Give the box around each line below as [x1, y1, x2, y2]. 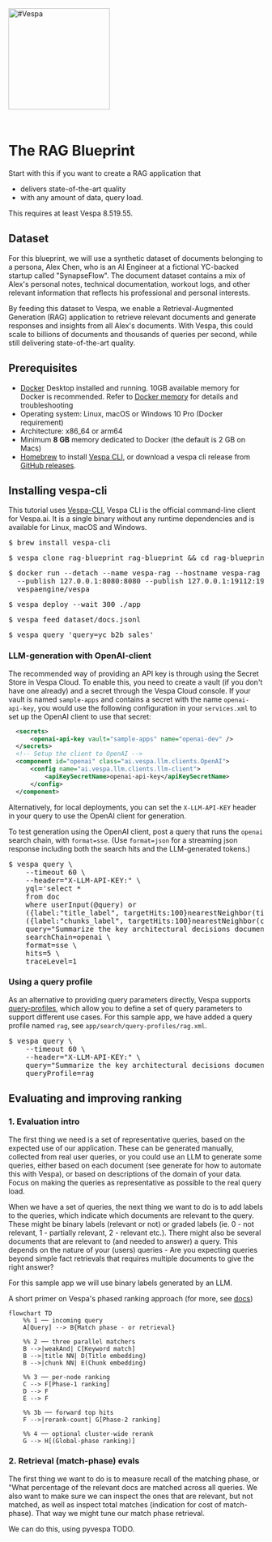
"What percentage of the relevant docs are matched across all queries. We [8, 1482, 257, 1492]
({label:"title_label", [25, 908, 120, 917]
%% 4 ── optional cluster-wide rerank [23, 1429, 154, 1437]
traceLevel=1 [25, 956, 77, 966]
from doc [25, 891, 61, 901]
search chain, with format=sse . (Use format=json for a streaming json [8, 835, 238, 845]
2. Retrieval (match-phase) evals [8, 1455, 140, 1467]
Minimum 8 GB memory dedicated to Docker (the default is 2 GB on [19, 434, 246, 444]
